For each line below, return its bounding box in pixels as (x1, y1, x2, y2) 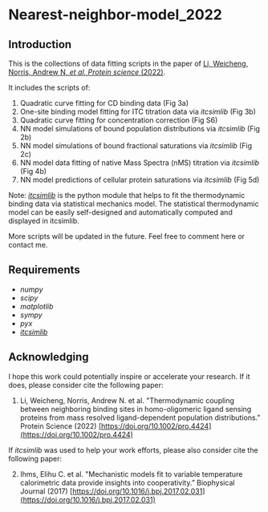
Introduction (8, 38, 72, 51)
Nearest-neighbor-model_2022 (8, 6, 222, 24)
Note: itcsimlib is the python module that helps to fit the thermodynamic (8, 191, 246, 200)
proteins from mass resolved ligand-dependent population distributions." (19, 413, 261, 422)
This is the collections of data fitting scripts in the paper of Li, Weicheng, (8, 58, 249, 68)
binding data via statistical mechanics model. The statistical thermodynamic (8, 199, 259, 208)
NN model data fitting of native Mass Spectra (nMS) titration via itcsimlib (19, 158, 259, 167)
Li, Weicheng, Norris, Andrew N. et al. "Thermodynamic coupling (19, 395, 235, 405)
